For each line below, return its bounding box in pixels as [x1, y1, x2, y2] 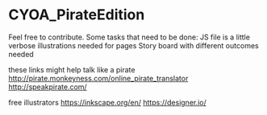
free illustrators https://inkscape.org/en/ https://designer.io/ [8, 97, 207, 107]
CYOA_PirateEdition [8, 6, 145, 24]
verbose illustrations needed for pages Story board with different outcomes [8, 40, 260, 50]
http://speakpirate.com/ [8, 82, 87, 92]
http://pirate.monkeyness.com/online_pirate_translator [8, 73, 189, 83]
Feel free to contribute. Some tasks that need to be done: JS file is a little [8, 32, 250, 42]
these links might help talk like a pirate [8, 64, 136, 74]
